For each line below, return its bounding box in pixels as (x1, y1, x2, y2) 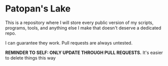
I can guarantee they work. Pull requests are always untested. (5, 39, 133, 45)
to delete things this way (5, 54, 56, 60)
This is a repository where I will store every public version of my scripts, (5, 19, 154, 25)
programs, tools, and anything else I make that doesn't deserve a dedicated (5, 24, 161, 30)
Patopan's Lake (5, 3, 71, 14)
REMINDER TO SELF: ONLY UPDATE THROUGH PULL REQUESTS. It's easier (5, 49, 163, 55)
